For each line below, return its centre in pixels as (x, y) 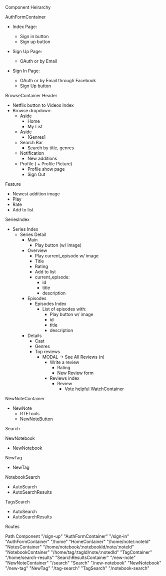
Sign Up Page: (27, 51)
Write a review (64, 362)
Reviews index (65, 378)
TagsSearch (17, 502)
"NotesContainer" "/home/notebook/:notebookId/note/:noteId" (69, 547)
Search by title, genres (50, 148)
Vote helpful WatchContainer (94, 389)
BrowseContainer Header (31, 95)
